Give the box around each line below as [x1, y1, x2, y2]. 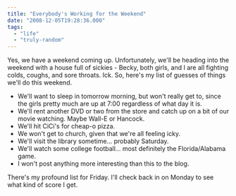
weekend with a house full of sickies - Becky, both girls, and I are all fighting [7, 63, 229, 72]
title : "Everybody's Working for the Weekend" [7, 10, 147, 18]
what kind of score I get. [7, 180, 78, 189]
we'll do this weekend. [7, 78, 73, 87]
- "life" [13, 30, 39, 37]
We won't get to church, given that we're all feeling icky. [17, 130, 181, 138]
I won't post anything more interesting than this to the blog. [17, 159, 190, 168]
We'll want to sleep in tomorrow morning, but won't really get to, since [17, 92, 222, 101]
